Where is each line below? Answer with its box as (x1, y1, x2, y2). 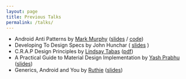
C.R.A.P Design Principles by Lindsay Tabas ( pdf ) (14, 48, 133, 55)
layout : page (6, 8, 38, 15)
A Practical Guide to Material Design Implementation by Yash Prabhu (14, 54, 180, 61)
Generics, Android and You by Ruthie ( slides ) (14, 67, 123, 74)
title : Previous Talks (6, 14, 61, 20)
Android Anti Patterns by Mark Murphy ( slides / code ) (14, 36, 144, 43)
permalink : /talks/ (6, 19, 54, 25)
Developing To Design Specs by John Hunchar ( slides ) (14, 42, 149, 49)
